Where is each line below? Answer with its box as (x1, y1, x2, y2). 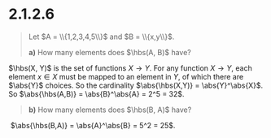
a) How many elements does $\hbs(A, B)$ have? (28, 47, 191, 57)
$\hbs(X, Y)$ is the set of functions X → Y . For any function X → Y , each (8, 63, 252, 73)
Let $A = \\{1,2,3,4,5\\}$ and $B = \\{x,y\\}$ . (28, 32, 175, 41)
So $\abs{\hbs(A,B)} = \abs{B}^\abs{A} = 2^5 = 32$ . (8, 88, 185, 98)
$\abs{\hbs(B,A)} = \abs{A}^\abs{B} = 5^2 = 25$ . (10, 120, 176, 130)
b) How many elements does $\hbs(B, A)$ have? (28, 105, 192, 114)
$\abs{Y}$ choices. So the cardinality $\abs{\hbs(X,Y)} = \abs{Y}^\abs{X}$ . (8, 80, 263, 90)
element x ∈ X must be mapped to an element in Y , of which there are (8, 71, 244, 81)
